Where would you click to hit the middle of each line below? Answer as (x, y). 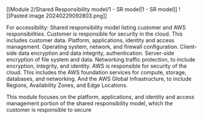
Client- (189, 47)
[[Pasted (17, 16)
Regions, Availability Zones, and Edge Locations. (67, 85)
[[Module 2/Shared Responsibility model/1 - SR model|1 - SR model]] (92, 9)
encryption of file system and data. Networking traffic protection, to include (101, 59)
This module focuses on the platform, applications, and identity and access (100, 97)
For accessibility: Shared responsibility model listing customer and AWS (96, 27)
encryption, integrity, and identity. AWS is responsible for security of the (97, 66)
